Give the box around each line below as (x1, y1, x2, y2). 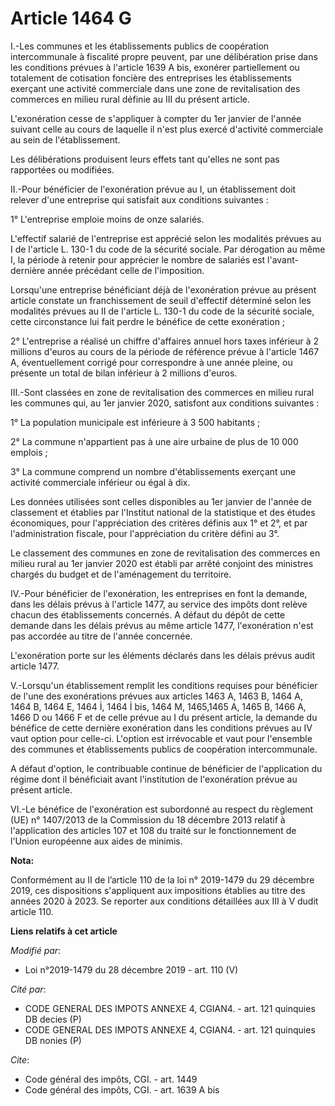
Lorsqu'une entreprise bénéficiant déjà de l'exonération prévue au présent (10, 283, 317, 296)
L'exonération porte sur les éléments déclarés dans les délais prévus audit (10, 649, 316, 661)
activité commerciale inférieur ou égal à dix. (10, 476, 191, 488)
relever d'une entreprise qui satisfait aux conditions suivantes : (10, 193, 269, 206)
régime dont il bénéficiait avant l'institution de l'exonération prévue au (10, 773, 298, 785)
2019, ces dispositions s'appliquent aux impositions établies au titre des (10, 884, 306, 896)
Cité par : (10, 983, 47, 995)
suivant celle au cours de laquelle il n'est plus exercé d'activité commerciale (10, 123, 324, 135)
